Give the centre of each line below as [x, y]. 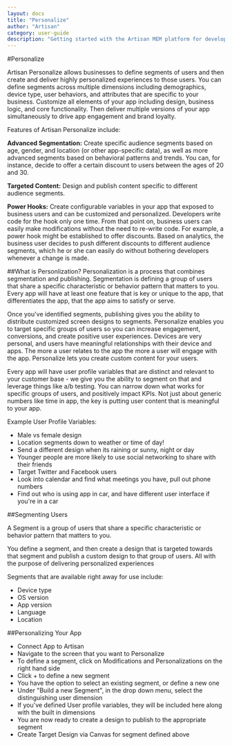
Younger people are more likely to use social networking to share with [116, 458]
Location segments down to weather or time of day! [90, 442]
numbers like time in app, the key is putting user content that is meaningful [113, 401]
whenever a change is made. [48, 258]
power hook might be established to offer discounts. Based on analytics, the [116, 236]
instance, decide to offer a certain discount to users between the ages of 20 [116, 165]
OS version [33, 598]
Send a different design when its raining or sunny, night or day [106, 450]
